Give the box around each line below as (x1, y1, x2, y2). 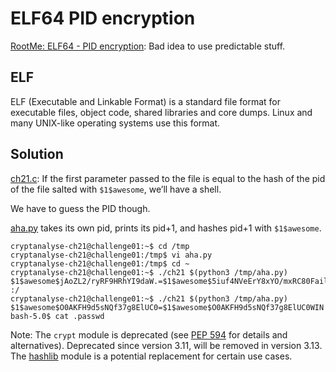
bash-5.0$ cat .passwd (10, 311, 105, 321)
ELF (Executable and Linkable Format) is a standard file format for (10, 95, 282, 107)
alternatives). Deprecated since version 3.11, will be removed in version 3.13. (10, 339, 323, 351)
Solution (10, 146, 64, 163)
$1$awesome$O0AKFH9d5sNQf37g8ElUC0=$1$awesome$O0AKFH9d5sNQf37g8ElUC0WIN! (10, 302, 329, 312)
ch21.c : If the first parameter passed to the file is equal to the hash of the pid (10, 172, 326, 184)
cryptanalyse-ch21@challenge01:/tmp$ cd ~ (10, 258, 190, 269)
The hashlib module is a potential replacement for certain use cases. (10, 350, 293, 362)
